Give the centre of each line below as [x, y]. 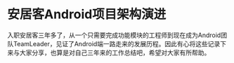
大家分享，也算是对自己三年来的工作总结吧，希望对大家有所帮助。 [115, 52]
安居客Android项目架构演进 [87, 14]
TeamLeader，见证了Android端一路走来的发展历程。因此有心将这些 [111, 43]
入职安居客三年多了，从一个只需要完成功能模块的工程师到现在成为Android [114, 35]
